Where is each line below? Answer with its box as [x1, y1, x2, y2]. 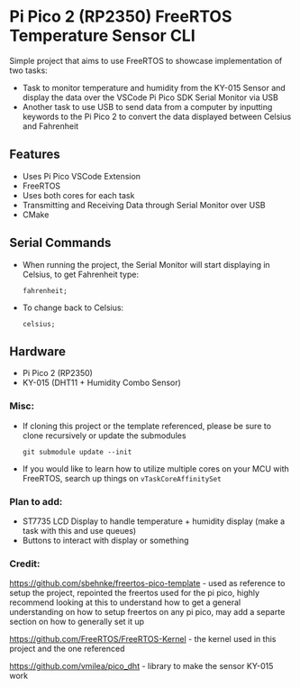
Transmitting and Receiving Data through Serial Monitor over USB [22, 199, 266, 210]
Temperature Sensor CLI [9, 25, 195, 46]
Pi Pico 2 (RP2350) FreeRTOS [9, 6, 232, 27]
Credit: [9, 557, 41, 570]
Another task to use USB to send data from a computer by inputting [22, 101, 273, 112]
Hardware [9, 344, 66, 359]
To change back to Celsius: [22, 302, 124, 313]
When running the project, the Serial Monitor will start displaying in [22, 259, 270, 270]
